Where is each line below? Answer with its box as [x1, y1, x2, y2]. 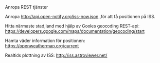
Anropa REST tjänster [5, 4, 48, 10]
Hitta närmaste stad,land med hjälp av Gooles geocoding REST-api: [5, 23, 140, 29]
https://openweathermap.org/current [5, 43, 79, 48]
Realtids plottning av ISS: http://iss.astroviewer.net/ [5, 52, 107, 58]
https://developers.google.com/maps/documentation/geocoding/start [5, 28, 145, 34]
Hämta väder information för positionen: [5, 38, 85, 43]
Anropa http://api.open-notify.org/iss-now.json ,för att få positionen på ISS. [5, 14, 156, 19]
